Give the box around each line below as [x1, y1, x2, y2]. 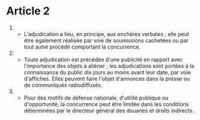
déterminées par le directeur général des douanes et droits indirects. [23, 107, 194, 114]
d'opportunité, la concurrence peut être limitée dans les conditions [23, 100, 189, 107]
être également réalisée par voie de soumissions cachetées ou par [23, 37, 189, 44]
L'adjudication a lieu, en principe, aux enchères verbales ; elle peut [23, 30, 189, 37]
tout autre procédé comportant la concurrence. [23, 43, 141, 50]
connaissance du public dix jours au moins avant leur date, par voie [23, 68, 191, 76]
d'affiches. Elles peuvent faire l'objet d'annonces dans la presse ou [23, 75, 190, 82]
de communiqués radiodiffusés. [23, 81, 103, 88]
